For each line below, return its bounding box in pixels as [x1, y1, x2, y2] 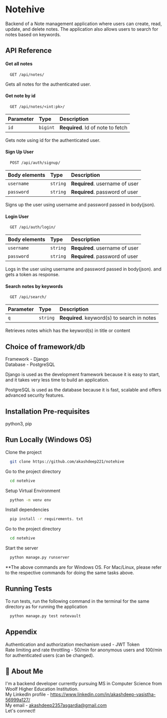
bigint [38, 125, 55, 130]
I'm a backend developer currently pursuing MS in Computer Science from [5, 681, 162, 687]
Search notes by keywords [5, 283, 63, 289]
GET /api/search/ [10, 295, 47, 300]
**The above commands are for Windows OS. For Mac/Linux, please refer [5, 564, 162, 570]
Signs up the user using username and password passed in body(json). [5, 201, 156, 208]
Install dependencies [5, 506, 50, 513]
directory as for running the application [5, 603, 88, 609]
